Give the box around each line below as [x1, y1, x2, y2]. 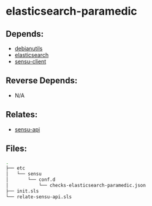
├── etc [6, 165, 26, 172]
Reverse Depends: [6, 75, 78, 86]
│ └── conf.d [6, 177, 56, 183]
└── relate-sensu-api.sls [6, 194, 72, 200]
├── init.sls [6, 188, 39, 194]
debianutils [14, 45, 43, 52]
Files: [6, 144, 27, 154]
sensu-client [14, 58, 47, 65]
